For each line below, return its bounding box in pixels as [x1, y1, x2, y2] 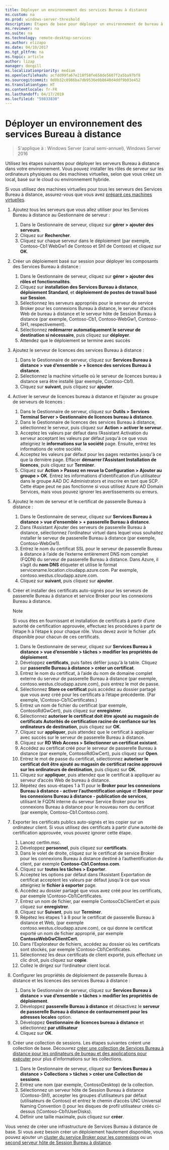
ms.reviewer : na [5, 26, 39, 31]
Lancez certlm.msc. [20, 839, 61, 846]
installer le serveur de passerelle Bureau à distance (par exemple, [20, 535, 156, 541]
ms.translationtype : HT [5, 82, 55, 87]
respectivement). [30, 322, 66, 328]
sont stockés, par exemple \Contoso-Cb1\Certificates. [20, 947, 132, 953]
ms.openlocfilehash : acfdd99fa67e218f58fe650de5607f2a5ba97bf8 [5, 73, 141, 78]
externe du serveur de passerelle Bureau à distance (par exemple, [20, 675, 157, 682]
